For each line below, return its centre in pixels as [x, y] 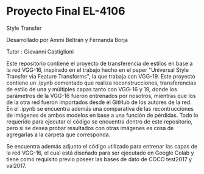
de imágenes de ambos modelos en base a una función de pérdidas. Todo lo [102, 115]
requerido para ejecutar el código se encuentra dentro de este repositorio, [100, 121]
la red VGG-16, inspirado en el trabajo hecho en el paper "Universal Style [98, 70]
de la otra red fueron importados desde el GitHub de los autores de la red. [99, 102]
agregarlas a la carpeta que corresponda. [58, 134]
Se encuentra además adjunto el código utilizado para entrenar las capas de [102, 146]
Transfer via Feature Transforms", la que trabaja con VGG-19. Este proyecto [101, 76]
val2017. [16, 165]
